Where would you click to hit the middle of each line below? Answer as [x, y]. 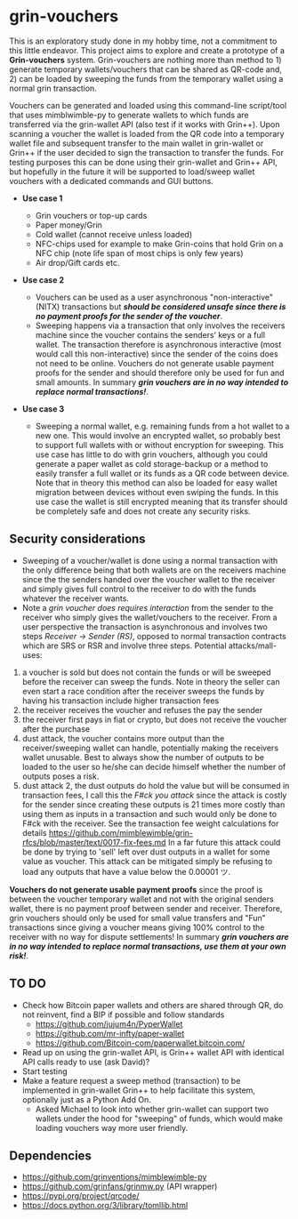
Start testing [45, 1071]
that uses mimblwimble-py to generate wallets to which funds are [129, 115]
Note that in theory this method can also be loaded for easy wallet [156, 483]
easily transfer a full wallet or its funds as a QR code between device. [162, 473]
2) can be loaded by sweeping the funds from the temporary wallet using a [146, 78]
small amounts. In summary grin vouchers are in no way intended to [162, 382]
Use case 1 [42, 198]
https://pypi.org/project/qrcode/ [81, 1196]
